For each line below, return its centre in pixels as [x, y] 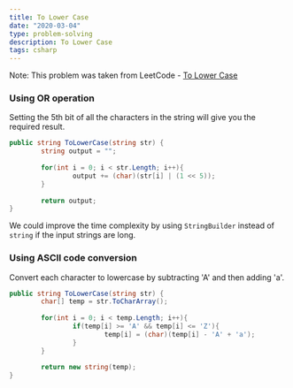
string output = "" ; [79, 151]
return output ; [69, 201]
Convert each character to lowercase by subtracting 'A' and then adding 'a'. [147, 277]
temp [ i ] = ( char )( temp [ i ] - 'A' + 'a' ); [180, 334]
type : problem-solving [51, 34]
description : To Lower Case [61, 42]
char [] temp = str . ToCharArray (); [104, 301]
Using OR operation [52, 98]
